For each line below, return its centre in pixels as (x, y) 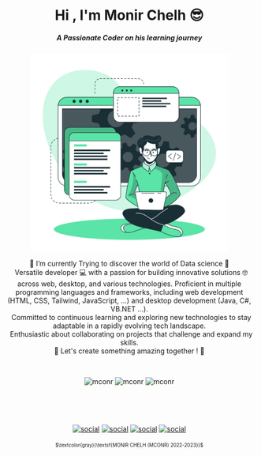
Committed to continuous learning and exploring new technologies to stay (131, 318)
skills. (129, 343)
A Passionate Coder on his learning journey (129, 37)
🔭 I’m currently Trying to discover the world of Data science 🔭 (129, 264)
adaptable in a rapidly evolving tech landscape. (129, 326)
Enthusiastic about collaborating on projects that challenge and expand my (131, 334)
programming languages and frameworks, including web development (129, 292)
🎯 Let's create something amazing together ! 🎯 (129, 351)
